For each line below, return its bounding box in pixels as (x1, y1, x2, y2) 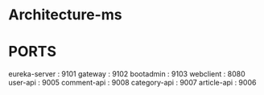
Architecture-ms (8, 6, 122, 24)
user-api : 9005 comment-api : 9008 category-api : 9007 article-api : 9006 (8, 78, 257, 88)
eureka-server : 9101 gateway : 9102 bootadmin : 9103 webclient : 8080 (8, 69, 245, 79)
